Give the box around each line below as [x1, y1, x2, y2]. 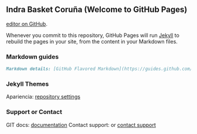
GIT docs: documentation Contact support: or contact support [6, 121, 157, 128]
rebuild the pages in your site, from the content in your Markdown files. [6, 38, 178, 45]
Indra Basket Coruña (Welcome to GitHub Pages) [6, 5, 188, 15]
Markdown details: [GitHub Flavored [6, 66, 96, 72]
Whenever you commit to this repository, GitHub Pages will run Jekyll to [6, 32, 180, 39]
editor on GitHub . [6, 20, 48, 27]
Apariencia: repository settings [6, 93, 81, 101]
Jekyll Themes [6, 79, 49, 88]
